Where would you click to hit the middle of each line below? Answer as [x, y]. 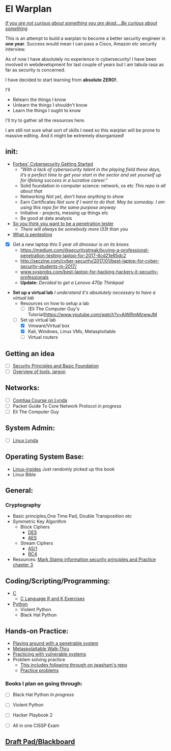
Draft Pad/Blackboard [40, 742]
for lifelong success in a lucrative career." [64, 180]
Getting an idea [30, 353]
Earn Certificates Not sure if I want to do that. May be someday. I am [92, 202]
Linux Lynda [25, 440]
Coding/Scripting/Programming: [58, 581]
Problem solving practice [39, 660]
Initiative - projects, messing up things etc [64, 213]
